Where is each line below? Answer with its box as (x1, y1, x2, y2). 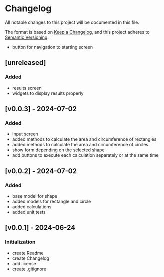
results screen (12, 85, 42, 91)
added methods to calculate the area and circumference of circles (12, 142, 149, 148)
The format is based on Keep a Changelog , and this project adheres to (5, 29, 150, 35)
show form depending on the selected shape (12, 147, 105, 153)
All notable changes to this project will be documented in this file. (5, 19, 140, 25)
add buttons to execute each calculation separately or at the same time (12, 152, 159, 158)
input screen (12, 131, 38, 137)
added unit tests (12, 209, 46, 215)
